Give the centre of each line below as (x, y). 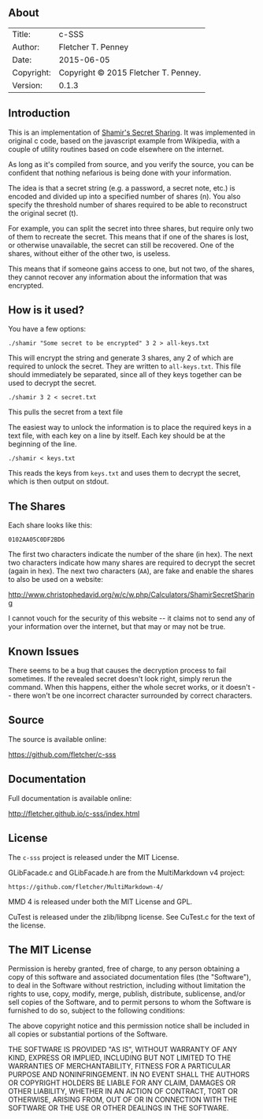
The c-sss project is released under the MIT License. (94, 857)
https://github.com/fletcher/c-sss (62, 754)
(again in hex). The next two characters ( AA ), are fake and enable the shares (131, 571)
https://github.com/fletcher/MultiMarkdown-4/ (86, 887)
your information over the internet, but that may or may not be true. (117, 627)
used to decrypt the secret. (52, 383)
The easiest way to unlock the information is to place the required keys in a (130, 428)
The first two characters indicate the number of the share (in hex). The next (131, 554)
